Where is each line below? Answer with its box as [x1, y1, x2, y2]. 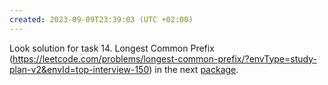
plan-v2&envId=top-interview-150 [9, 63, 150, 75]
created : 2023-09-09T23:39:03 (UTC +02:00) [9, 14, 194, 25]
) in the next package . [148, 63, 239, 75]
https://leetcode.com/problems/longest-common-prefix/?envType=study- [12, 52, 317, 65]
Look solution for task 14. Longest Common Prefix [9, 42, 215, 54]
